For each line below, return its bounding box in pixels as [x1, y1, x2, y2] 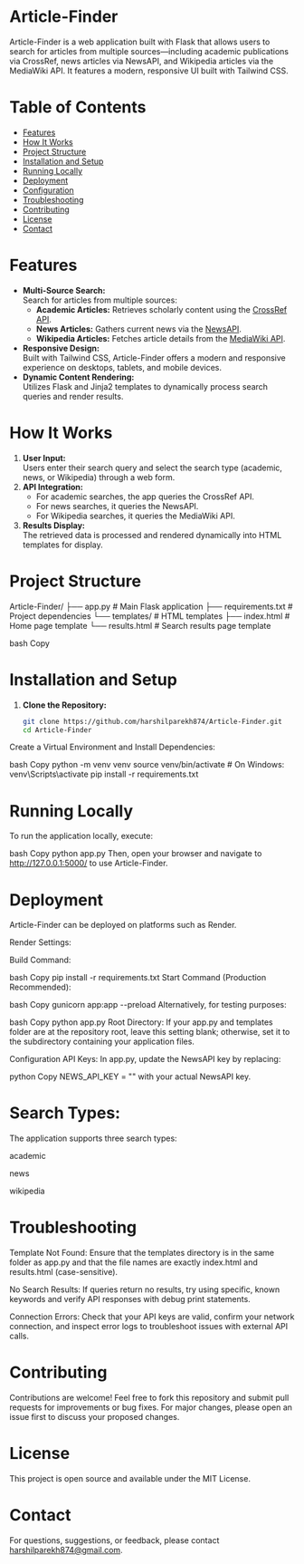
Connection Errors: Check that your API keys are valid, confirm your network [9, 1311, 295, 1322]
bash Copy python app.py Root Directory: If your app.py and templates [9, 1017, 273, 1028]
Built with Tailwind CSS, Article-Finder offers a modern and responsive [22, 352, 287, 363]
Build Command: [9, 954, 71, 966]
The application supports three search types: [9, 1133, 178, 1144]
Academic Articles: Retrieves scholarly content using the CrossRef [35, 304, 288, 314]
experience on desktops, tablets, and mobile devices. [22, 362, 223, 372]
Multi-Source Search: [22, 285, 106, 295]
